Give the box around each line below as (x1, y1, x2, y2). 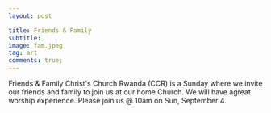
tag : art (8, 49, 38, 57)
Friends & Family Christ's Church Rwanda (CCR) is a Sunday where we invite (8, 78, 263, 88)
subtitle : (8, 34, 42, 42)
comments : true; (8, 56, 63, 65)
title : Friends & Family (8, 26, 92, 35)
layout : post (8, 11, 52, 20)
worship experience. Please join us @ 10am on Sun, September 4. (8, 96, 227, 105)
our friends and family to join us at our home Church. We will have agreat (8, 87, 252, 97)
